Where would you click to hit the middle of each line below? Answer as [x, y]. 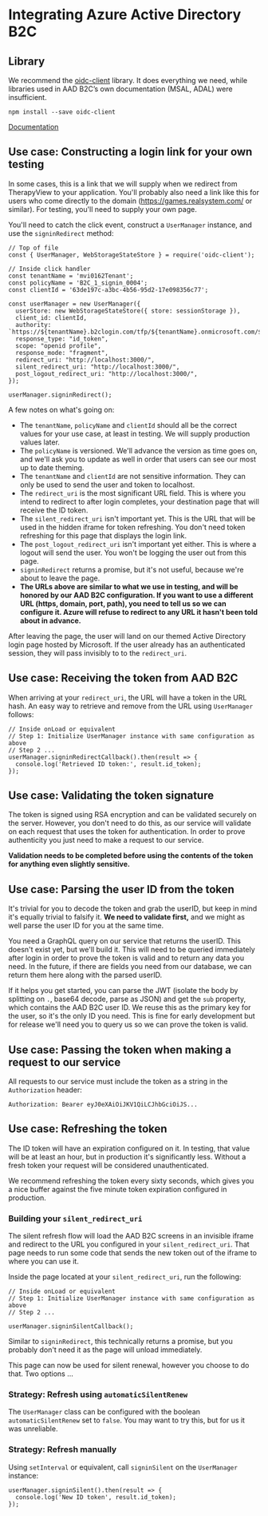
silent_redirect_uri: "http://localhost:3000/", [98, 367]
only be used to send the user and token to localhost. [107, 485]
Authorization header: [45, 1090]
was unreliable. [33, 1429]
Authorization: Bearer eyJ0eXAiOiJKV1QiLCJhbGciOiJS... [103, 1105]
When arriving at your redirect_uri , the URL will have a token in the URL [128, 697]
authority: [33, 325]
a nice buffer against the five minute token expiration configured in [118, 1189]
